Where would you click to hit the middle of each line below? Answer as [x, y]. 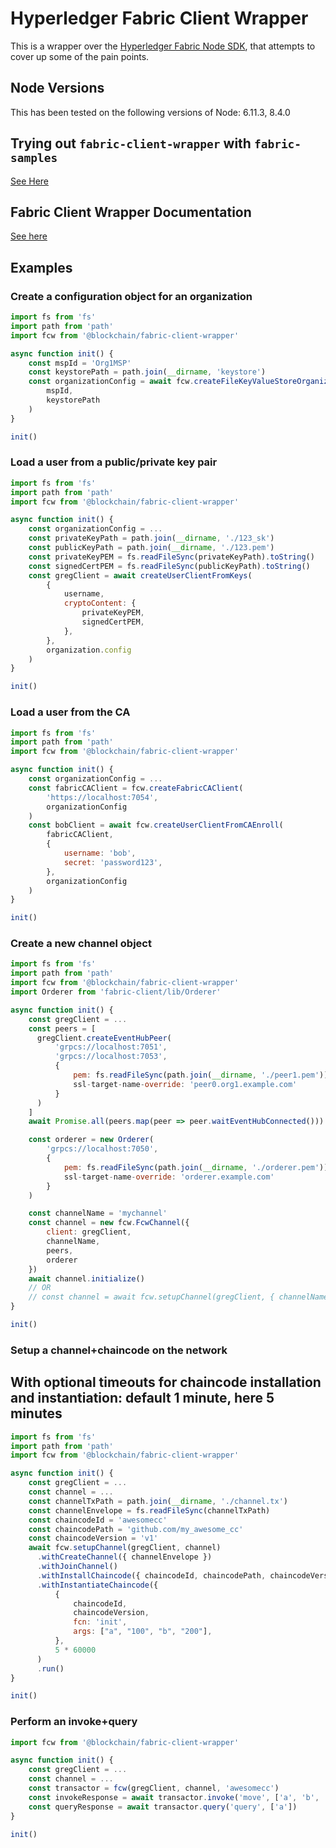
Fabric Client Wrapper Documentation [131, 212]
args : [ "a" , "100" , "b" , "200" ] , [143, 1632]
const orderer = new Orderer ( [91, 1140]
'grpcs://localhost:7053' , [111, 1057]
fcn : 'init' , [100, 1622]
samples [34, 158]
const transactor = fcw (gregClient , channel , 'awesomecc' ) [154, 1788]
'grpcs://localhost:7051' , [111, 1047]
